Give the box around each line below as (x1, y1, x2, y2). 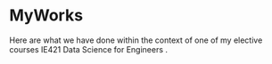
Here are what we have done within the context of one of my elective (9, 35, 263, 45)
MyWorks (9, 5, 83, 26)
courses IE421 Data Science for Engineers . (9, 44, 168, 54)
